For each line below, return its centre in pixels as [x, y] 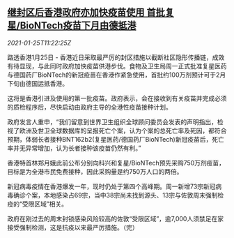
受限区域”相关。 [45, 204]
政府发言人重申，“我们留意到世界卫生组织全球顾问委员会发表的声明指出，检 [116, 121]
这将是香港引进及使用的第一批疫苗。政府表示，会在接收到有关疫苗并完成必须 [117, 98]
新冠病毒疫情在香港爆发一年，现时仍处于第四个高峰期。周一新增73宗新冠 [111, 186]
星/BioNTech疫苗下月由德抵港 [72, 25]
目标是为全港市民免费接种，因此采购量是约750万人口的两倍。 [95, 171]
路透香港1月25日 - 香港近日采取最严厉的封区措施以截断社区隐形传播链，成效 [116, 57]
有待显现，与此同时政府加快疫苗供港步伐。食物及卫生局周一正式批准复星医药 [117, 66]
